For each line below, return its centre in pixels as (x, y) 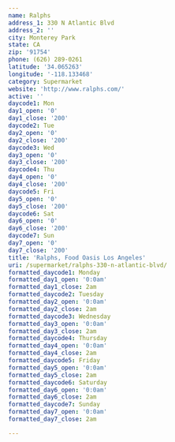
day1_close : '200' (38, 118)
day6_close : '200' (38, 228)
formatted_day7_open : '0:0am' (58, 412)
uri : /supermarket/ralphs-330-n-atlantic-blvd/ (88, 265)
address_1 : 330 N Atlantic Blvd (61, 23)
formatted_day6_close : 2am (52, 397)
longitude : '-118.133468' (50, 74)
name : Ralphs (30, 15)
